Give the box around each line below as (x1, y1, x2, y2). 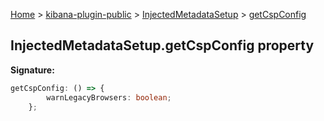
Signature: (10, 64, 55, 76)
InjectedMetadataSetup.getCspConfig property (10, 37, 315, 54)
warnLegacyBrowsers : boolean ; (46, 92, 172, 103)
